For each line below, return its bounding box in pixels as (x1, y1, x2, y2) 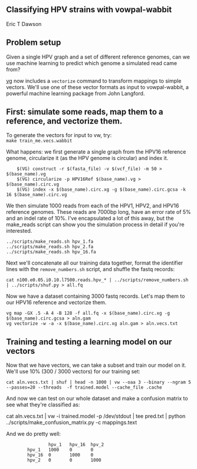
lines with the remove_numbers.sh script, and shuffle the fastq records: (6, 266, 175, 273)
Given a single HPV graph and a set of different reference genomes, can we (6, 53, 191, 60)
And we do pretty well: (6, 431, 61, 438)
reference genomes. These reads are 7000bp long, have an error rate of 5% (6, 209, 192, 216)
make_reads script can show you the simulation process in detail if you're (6, 221, 185, 228)
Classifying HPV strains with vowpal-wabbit (6, 5, 172, 15)
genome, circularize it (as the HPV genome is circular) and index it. (6, 155, 169, 162)
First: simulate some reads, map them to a (6, 107, 163, 117)
